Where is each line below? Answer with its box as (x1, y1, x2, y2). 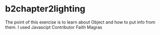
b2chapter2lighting (5, 3, 86, 14)
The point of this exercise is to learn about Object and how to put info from (5, 19, 156, 25)
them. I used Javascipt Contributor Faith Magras (5, 24, 103, 30)
